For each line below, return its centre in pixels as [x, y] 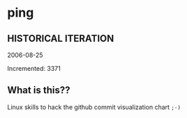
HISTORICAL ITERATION [61, 39]
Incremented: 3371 [34, 68]
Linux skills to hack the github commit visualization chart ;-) [94, 107]
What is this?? [39, 91]
